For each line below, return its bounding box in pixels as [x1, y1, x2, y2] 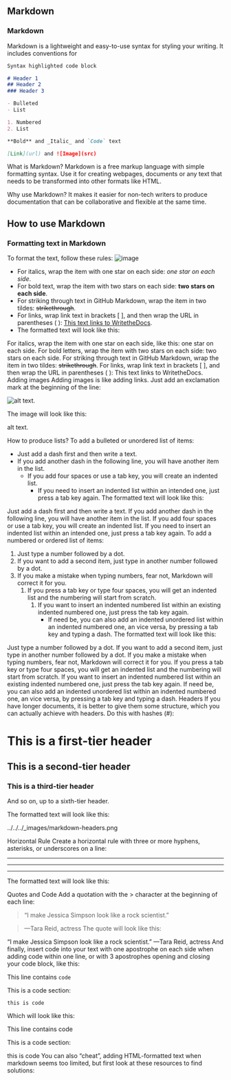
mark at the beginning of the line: [7, 383, 101, 392]
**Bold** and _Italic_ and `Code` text [7, 138, 122, 145]
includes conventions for [7, 49, 78, 57]
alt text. [7, 423, 29, 432]
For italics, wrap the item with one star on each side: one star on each [16, 268, 215, 276]
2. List [7, 125, 30, 132]
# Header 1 [7, 75, 38, 82]
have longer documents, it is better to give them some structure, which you [7, 702, 220, 710]
